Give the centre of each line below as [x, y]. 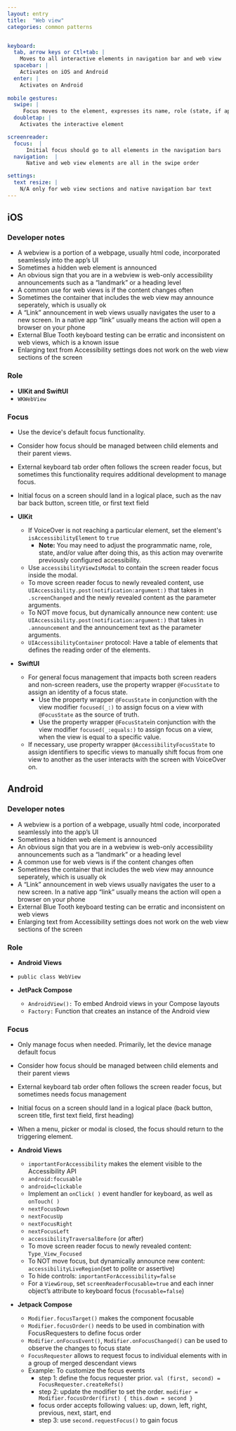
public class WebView [49, 977]
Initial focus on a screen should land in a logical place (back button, [115, 1108]
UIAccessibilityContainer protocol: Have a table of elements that [123, 643]
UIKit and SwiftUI [43, 391]
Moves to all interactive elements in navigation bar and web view [120, 59]
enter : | [26, 78]
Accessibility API [52, 1171]
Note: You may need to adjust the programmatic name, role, [125, 546]
